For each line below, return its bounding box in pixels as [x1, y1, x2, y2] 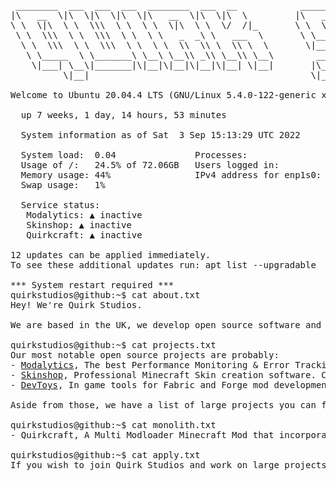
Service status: [20, 200, 101, 210]
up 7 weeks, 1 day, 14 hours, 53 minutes [20, 110, 227, 120]
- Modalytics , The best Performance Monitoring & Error [10, 360, 290, 370]
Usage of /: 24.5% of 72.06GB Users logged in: [20, 160, 280, 170]
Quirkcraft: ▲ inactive [26, 230, 143, 240]
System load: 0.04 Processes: [20, 150, 248, 160]
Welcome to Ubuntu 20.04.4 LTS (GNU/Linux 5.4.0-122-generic [10, 90, 317, 100]
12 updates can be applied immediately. [10, 250, 212, 260]
